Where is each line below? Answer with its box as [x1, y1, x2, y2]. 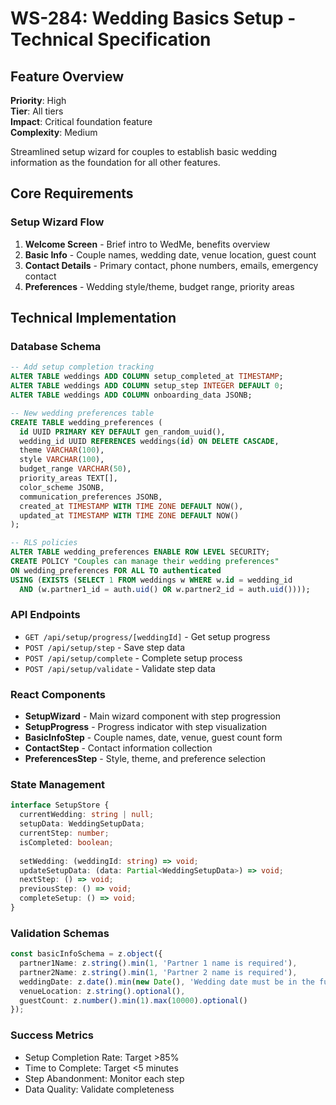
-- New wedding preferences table [10, 408, 155, 418]
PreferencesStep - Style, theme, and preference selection [24, 753, 267, 765]
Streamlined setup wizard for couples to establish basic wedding [10, 146, 277, 157]
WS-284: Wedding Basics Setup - [10, 7, 297, 30]
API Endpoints [10, 608, 81, 622]
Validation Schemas [10, 926, 110, 940]
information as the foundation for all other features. [10, 157, 221, 168]
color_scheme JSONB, [19, 482, 105, 492]
